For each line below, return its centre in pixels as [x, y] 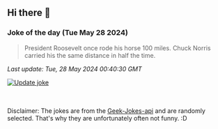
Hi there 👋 [29, 13]
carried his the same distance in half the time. [90, 55]
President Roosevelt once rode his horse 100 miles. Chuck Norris [117, 48]
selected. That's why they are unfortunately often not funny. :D [97, 118]
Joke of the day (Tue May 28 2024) [68, 33]
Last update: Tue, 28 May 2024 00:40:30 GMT [75, 69]
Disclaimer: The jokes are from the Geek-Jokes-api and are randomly [106, 111]
